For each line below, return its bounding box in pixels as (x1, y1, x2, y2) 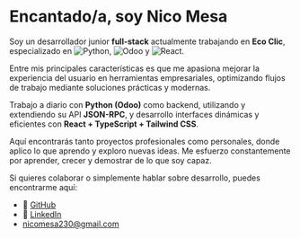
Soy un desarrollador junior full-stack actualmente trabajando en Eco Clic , (9, 36, 286, 47)
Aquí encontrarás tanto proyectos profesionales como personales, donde (9, 136, 280, 146)
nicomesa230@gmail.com (22, 218, 119, 229)
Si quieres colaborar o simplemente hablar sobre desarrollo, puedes (9, 172, 260, 183)
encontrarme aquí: (9, 181, 78, 192)
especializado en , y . (9, 45, 185, 56)
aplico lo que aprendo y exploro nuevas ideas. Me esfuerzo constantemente (9, 145, 291, 156)
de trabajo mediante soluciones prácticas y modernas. (9, 82, 211, 93)
